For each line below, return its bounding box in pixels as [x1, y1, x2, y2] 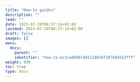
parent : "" [14, 50, 38, 55]
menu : [5, 41, 17, 46]
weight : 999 [5, 60, 31, 65]
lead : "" [5, 17, 24, 22]
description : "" [5, 12, 40, 17]
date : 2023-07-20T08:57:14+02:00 [5, 21, 76, 27]
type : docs [5, 69, 29, 74]
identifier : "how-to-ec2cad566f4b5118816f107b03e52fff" [14, 54, 136, 60]
